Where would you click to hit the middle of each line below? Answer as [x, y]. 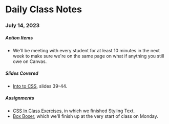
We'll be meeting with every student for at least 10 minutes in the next [86, 51]
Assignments [20, 98]
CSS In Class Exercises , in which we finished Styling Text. [73, 111]
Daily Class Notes [44, 9]
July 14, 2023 [23, 26]
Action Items [19, 37]
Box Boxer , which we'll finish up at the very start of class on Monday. [85, 116]
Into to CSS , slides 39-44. [40, 86]
